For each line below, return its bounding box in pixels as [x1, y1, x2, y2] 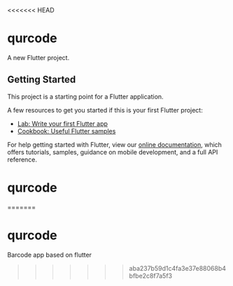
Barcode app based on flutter [7, 250, 92, 259]
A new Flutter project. [7, 53, 70, 62]
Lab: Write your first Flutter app [17, 119, 108, 128]
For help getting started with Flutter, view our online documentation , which [7, 140, 223, 149]
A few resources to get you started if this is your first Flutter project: [7, 106, 203, 114]
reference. [7, 155, 37, 164]
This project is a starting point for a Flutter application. [7, 92, 164, 101]
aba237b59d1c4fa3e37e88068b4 [129, 264, 226, 272]
